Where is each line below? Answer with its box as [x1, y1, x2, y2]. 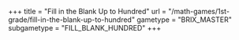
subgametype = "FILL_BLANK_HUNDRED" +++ [8, 24, 162, 32]
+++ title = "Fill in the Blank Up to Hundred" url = [8, 7, 167, 16]
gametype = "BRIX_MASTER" [136, 15, 233, 24]
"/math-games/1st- [168, 7, 230, 16]
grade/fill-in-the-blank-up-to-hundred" [8, 15, 136, 24]
